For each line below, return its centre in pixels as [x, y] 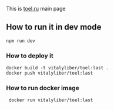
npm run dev [21, 41]
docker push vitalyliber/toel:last [50, 73]
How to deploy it [30, 56]
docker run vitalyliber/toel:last [51, 100]
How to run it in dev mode [54, 27]
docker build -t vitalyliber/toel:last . [58, 68]
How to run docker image [43, 88]
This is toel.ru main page [36, 9]
